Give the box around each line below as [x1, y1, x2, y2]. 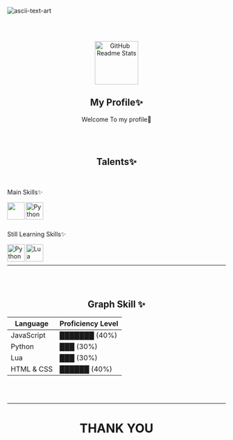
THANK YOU [79, 420, 154, 436]
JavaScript [10, 331, 46, 340]
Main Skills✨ [7, 188, 43, 196]
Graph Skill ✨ [87, 299, 146, 310]
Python [10, 342, 35, 351]
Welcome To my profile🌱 [81, 115, 152, 123]
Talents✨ [96, 156, 137, 168]
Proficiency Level [59, 319, 119, 328]
